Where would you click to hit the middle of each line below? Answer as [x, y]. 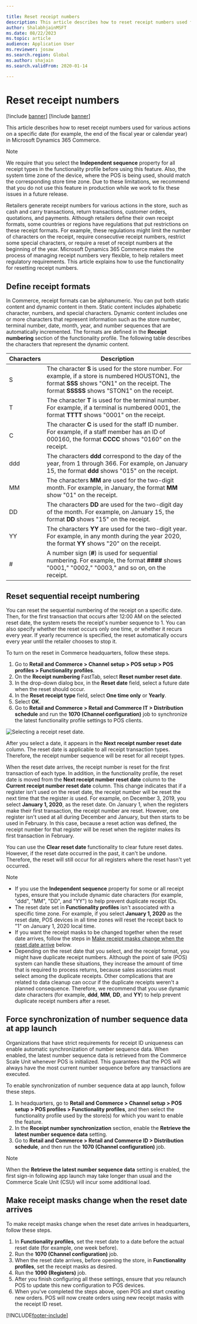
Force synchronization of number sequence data [97, 1019]
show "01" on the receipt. [82, 495]
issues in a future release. [37, 194]
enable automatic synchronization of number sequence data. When [87, 1049]
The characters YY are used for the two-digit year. [117, 529]
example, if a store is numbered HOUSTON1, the [113, 376]
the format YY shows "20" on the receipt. [104, 544]
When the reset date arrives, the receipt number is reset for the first [88, 767]
